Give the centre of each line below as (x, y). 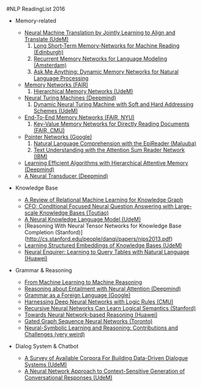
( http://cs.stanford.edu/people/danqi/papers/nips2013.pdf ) (99, 239)
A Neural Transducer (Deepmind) (66, 176)
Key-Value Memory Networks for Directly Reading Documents (111, 124)
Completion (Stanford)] (54, 232)
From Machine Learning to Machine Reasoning (83, 282)
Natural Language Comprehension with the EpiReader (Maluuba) (115, 143)
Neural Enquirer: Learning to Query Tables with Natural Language (107, 252)
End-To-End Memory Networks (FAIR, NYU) (79, 117)
